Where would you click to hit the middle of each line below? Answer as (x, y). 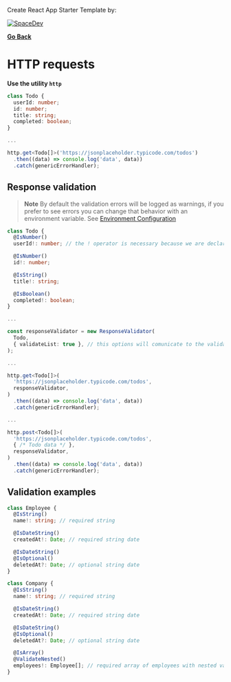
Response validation (52, 188)
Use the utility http (34, 83)
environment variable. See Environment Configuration (100, 218)
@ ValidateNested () (40, 659)
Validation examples (52, 492)
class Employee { (32, 508)
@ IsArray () (29, 653)
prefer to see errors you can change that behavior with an (106, 211)
